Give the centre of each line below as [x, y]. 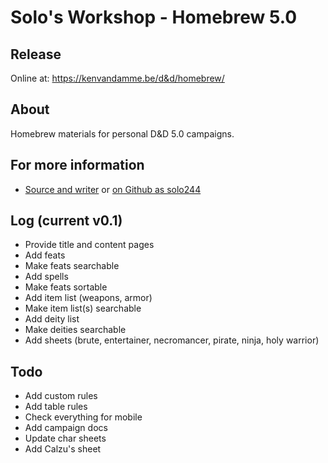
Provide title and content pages [89, 245]
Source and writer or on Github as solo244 [113, 189]
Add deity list [52, 319]
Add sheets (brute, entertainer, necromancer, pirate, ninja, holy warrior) [172, 340]
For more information [77, 165]
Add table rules [56, 407]
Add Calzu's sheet [63, 449]
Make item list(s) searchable [83, 308]
